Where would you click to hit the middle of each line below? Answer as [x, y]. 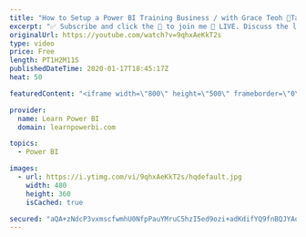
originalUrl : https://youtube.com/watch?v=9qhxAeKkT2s [116, 35]
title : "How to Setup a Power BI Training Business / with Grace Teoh [146, 18]
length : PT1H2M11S [44, 60]
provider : [28, 110]
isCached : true [55, 202]
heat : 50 [26, 77]
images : [24, 169]
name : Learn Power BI [59, 118]
